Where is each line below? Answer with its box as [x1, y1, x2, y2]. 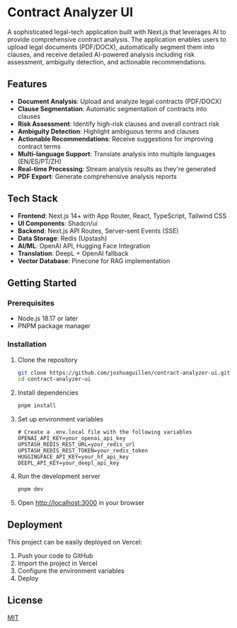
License [7, 595, 43, 607]
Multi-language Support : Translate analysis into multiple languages [17, 149, 216, 158]
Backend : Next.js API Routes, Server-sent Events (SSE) [17, 226, 179, 235]
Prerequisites [7, 298, 54, 308]
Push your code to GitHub [17, 551, 93, 559]
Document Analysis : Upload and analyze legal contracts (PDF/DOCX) [17, 97, 222, 105]
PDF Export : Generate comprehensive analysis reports [17, 172, 177, 180]
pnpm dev [17, 486, 44, 493]
